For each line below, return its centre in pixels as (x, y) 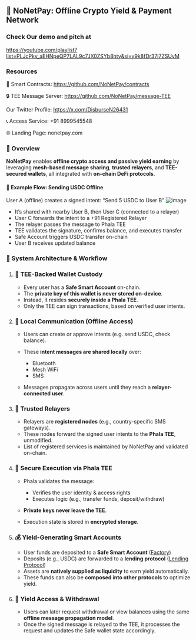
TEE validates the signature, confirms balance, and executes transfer (98, 231)
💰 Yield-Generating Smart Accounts (68, 537)
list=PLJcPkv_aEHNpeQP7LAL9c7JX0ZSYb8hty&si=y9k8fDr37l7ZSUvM (93, 56)
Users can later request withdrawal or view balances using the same (106, 612)
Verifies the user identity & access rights (81, 493)
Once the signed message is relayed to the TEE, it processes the (102, 624)
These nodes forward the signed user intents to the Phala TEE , (99, 434)
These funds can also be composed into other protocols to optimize (107, 577)
